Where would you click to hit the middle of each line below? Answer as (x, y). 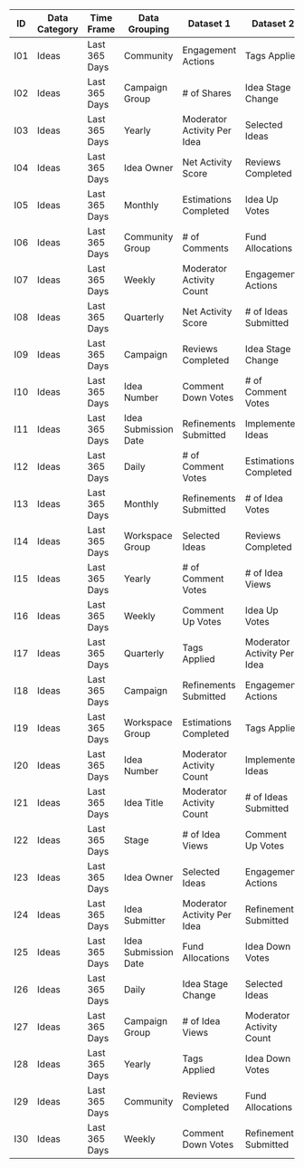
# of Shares (207, 93)
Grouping (149, 29)
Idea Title (144, 803)
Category (58, 29)
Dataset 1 (209, 24)
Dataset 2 (273, 24)
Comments (205, 248)
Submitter (144, 920)
